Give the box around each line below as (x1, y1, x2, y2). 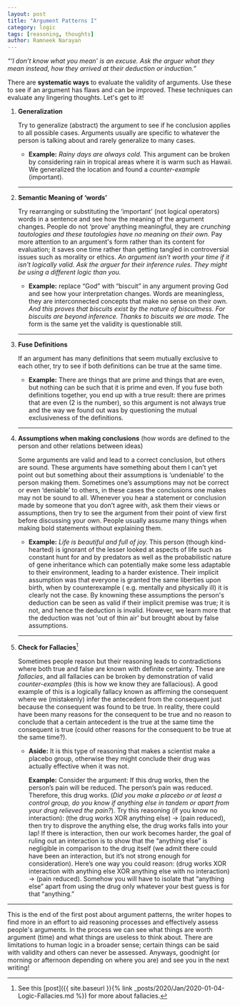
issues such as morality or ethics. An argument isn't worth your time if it (17, 253, 230, 262)
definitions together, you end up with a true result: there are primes (28, 391, 226, 400)
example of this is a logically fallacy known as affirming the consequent (17, 687, 229, 695)
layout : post (7, 10, 46, 18)
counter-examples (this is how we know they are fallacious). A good (17, 680, 218, 688)
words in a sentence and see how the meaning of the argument (17, 215, 204, 224)
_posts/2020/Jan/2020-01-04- (134, 983, 225, 992)
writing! (7, 963, 30, 972)
